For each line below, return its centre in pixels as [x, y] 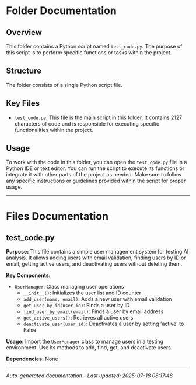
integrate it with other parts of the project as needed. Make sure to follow [94, 175]
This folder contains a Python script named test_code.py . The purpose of [94, 46]
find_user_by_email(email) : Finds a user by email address [93, 311]
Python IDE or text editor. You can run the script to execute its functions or [95, 168]
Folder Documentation [61, 11]
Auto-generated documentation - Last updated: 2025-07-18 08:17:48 [90, 376]
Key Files [23, 103]
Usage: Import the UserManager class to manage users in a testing [85, 341]
